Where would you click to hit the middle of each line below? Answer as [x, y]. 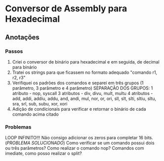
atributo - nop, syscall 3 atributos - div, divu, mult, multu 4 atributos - [82, 93]
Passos [14, 51]
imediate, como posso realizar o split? [44, 154]
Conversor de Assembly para [66, 9]
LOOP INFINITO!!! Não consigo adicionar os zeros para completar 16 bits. [79, 138]
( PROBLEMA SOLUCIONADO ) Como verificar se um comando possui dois [80, 143]
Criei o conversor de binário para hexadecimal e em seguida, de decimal [86, 62]
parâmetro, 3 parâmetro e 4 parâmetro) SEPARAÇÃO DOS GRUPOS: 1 [82, 88]
